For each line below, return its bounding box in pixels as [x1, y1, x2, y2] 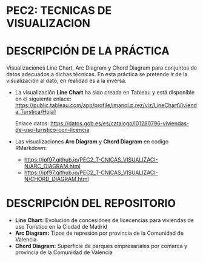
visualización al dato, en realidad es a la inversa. [6, 77, 127, 85]
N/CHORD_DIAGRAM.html [24, 175, 89, 183]
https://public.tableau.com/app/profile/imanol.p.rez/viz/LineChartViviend [15, 102, 197, 109]
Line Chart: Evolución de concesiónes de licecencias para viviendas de [15, 217, 195, 224]
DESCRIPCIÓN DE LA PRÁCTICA [6, 44, 170, 58]
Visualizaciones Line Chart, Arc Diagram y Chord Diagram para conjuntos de [6, 64, 198, 71]
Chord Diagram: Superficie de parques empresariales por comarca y [15, 243, 188, 250]
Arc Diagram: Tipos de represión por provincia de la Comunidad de [15, 229, 184, 237]
